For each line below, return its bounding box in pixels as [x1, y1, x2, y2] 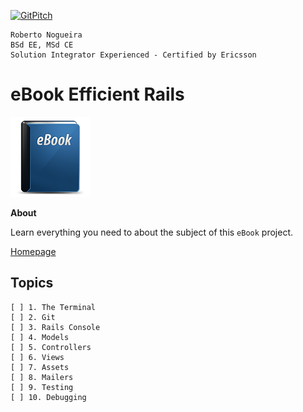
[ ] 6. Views [10, 352, 65, 362]
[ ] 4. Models [10, 332, 70, 342]
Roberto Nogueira [10, 30, 83, 40]
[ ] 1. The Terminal [10, 302, 97, 312]
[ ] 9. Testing [10, 382, 74, 392]
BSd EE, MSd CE [10, 40, 74, 50]
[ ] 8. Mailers [10, 372, 74, 382]
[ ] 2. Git [10, 312, 56, 322]
